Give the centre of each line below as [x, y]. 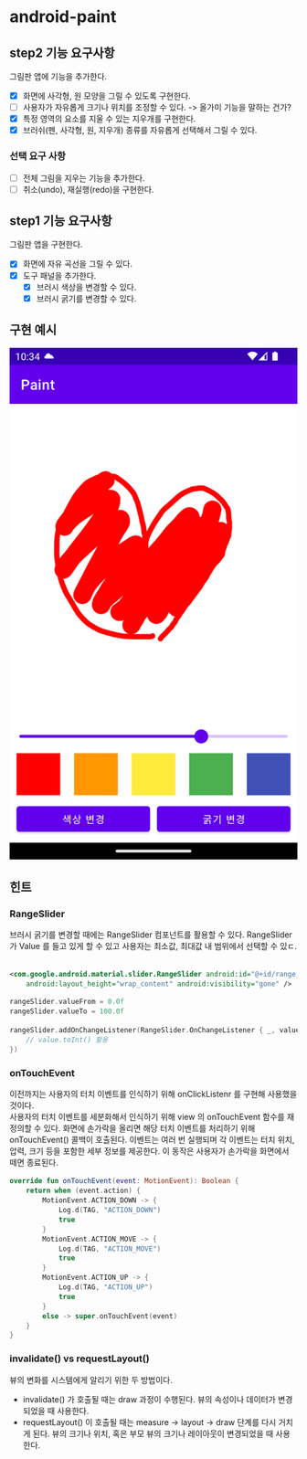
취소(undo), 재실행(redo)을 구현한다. [88, 189]
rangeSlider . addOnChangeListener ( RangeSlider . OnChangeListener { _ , [143, 1031]
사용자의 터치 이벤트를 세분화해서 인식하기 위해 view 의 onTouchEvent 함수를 [147, 1117]
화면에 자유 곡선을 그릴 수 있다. [77, 264]
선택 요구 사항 [38, 156]
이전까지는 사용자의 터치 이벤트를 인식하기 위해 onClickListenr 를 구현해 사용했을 [153, 1094]
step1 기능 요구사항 [61, 221]
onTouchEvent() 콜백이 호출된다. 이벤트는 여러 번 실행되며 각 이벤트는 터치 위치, [152, 1140]
